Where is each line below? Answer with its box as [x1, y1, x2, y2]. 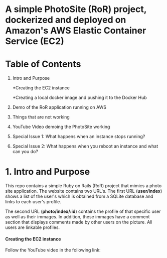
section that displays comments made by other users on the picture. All [5, 219, 152, 225]
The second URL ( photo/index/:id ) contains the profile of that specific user [5, 208, 161, 214]
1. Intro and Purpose [5, 166, 90, 178]
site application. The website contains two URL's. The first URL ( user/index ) [5, 188, 162, 194]
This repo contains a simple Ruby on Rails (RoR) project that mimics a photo [5, 183, 162, 189]
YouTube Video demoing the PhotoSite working [12, 124, 110, 130]
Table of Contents [5, 59, 81, 70]
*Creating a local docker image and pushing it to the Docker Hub [12, 94, 147, 101]
